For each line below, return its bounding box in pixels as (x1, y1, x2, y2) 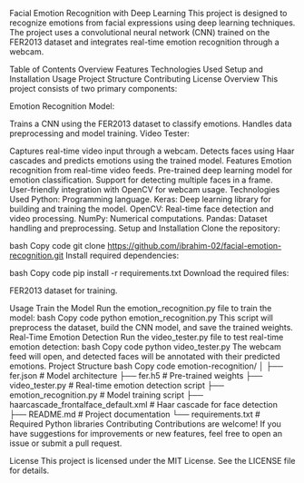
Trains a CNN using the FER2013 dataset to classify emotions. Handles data (9, 118, 292, 129)
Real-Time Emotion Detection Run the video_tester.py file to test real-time (9, 331, 284, 342)
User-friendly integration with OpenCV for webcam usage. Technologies (9, 184, 280, 194)
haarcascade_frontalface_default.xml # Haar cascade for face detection (9, 399, 279, 409)
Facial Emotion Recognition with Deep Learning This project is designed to (9, 8, 288, 18)
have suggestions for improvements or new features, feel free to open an (9, 429, 283, 439)
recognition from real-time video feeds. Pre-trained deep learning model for (9, 165, 293, 175)
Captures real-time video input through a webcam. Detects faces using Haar (9, 145, 295, 156)
